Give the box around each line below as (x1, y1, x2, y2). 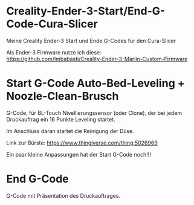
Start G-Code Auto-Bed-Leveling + (6, 77, 186, 90)
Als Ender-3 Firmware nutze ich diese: (6, 48, 102, 56)
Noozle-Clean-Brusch (6, 89, 119, 103)
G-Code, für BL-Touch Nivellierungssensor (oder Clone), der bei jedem (6, 109, 183, 116)
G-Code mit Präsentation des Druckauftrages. (6, 192, 121, 199)
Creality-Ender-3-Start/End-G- (6, 4, 166, 18)
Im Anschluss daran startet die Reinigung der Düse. (6, 127, 134, 134)
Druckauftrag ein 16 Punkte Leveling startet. (6, 116, 115, 123)
